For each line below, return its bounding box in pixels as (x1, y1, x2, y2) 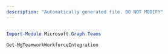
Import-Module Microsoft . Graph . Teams (6, 31, 102, 37)
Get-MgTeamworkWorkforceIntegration (6, 42, 99, 48)
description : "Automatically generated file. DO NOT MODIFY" (6, 8, 164, 15)
